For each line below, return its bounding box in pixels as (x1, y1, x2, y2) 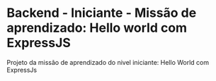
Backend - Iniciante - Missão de (6, 5, 197, 21)
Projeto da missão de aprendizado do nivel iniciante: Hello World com (6, 58, 210, 66)
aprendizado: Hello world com (6, 20, 188, 36)
